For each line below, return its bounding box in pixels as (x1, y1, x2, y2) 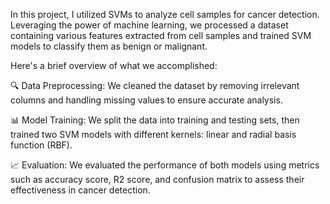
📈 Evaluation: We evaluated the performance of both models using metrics (10, 159, 320, 171)
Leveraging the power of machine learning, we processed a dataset (10, 19, 289, 31)
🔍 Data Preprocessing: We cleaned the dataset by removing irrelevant (10, 80, 300, 91)
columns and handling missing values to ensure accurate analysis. (10, 94, 283, 106)
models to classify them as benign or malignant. (10, 40, 208, 52)
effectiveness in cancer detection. (10, 184, 151, 196)
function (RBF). (10, 139, 73, 151)
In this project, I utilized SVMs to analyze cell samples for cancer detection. (10, 9, 320, 20)
